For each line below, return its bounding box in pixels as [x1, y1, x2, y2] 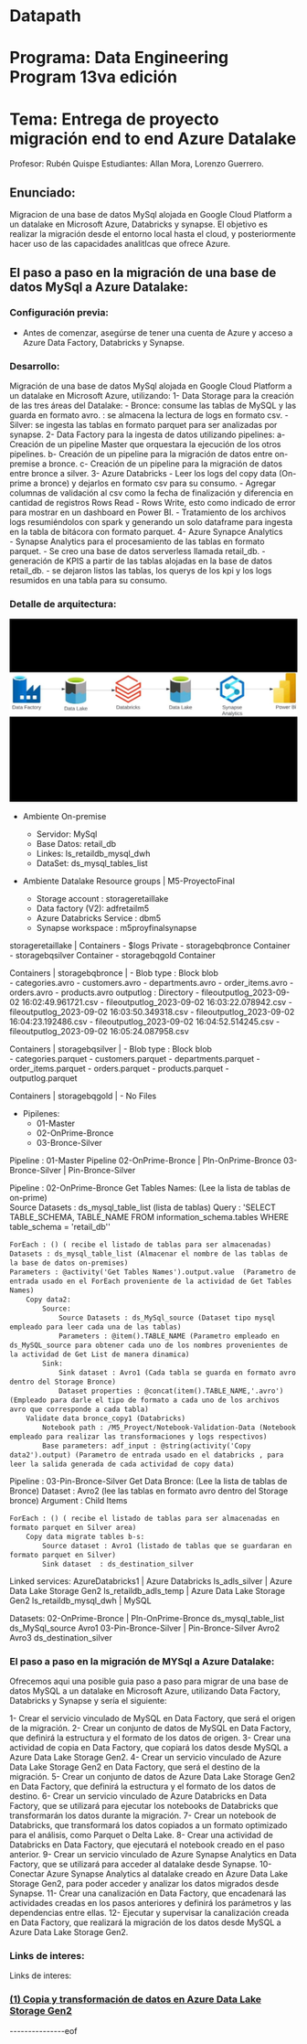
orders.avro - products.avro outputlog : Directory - [9, 987, 199, 998]
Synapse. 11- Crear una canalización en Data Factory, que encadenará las [9, 1888, 287, 1899]
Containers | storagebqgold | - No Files [9, 1090, 157, 1101]
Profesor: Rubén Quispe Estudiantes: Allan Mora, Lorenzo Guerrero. [9, 158, 265, 169]
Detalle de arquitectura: [9, 598, 117, 611]
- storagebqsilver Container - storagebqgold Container [9, 949, 217, 960]
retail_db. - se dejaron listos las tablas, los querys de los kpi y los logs [9, 565, 272, 576]
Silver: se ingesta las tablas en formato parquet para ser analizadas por [9, 420, 278, 431]
